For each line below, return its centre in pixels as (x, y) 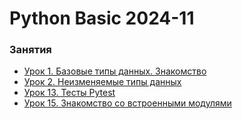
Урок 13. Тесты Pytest (69, 93)
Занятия (30, 50)
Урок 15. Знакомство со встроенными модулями (127, 103)
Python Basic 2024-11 (102, 18)
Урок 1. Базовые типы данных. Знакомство (115, 71)
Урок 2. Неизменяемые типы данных (102, 82)
